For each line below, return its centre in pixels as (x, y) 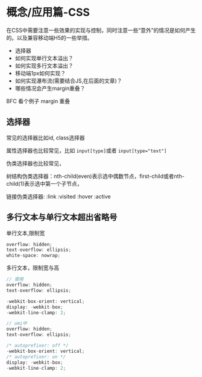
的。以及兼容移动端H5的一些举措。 (49, 37)
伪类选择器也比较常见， (35, 163)
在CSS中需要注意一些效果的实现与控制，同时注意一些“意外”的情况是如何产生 (101, 30)
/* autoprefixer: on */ (36, 356)
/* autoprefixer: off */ (37, 346)
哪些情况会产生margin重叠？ (50, 88)
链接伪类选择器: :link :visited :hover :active (58, 196)
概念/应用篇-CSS (48, 12)
